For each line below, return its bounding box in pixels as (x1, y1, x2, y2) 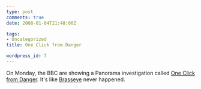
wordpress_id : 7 (6, 53, 47, 59)
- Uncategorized (6, 37, 47, 43)
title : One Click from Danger (6, 42, 82, 48)
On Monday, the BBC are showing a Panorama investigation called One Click (6, 69, 195, 76)
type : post (6, 8, 34, 15)
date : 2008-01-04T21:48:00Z (6, 20, 77, 26)
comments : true (6, 14, 44, 20)
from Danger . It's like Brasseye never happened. (6, 76, 125, 83)
